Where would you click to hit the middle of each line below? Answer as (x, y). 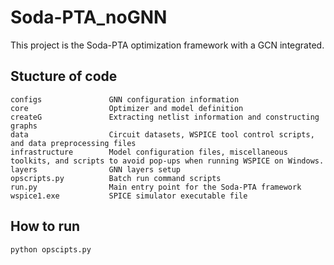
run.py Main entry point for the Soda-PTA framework (156, 187)
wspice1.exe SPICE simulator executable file (129, 196)
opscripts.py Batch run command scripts (116, 178)
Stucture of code (64, 76)
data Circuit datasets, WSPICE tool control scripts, (162, 134)
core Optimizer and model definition (127, 108)
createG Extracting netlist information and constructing (165, 117)
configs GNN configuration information (125, 99)
